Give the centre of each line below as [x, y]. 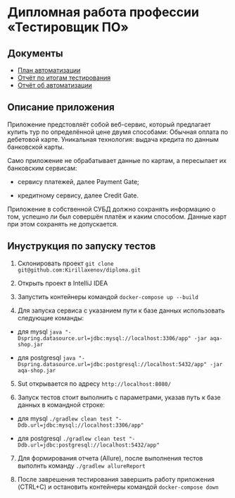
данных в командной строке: [61, 405]
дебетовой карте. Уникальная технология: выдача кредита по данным [113, 139]
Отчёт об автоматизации [55, 85]
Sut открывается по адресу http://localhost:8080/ [94, 383]
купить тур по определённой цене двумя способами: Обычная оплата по [118, 132]
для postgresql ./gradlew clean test [72, 438]
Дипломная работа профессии [103, 12]
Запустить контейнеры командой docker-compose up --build [108, 296]
